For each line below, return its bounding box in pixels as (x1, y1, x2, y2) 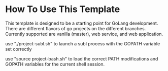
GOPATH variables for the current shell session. (5, 61, 105, 67)
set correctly (5, 46, 32, 52)
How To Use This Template (5, 4, 120, 15)
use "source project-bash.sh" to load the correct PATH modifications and (5, 55, 158, 61)
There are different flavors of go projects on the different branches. (5, 25, 146, 31)
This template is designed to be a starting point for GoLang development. (5, 20, 158, 26)
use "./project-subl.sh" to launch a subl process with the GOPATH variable (5, 40, 160, 46)
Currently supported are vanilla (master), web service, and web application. (5, 31, 163, 37)
